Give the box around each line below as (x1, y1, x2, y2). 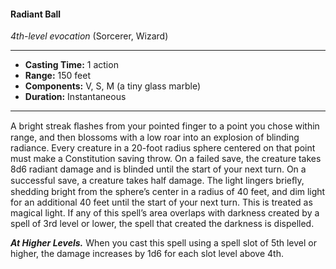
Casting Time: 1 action (24, 59, 119, 71)
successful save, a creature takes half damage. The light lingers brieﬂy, (10, 175, 305, 187)
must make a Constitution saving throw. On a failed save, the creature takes (10, 153, 322, 165)
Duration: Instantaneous (24, 91, 127, 103)
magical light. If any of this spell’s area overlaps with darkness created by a (10, 207, 320, 219)
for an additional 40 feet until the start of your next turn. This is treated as (10, 196, 313, 209)
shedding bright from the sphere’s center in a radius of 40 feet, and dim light (10, 186, 326, 198)
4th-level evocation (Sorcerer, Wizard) (10, 30, 169, 42)
